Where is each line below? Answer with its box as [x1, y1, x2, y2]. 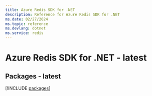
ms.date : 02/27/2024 [5, 16, 49, 21]
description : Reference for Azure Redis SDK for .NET [5, 12, 120, 17]
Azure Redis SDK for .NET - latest [5, 52, 147, 63]
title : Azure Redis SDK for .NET [5, 7, 75, 12]
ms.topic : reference [5, 21, 49, 26]
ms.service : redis [5, 30, 44, 35]
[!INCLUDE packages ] [5, 85, 51, 91]
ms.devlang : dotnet [5, 26, 46, 31]
